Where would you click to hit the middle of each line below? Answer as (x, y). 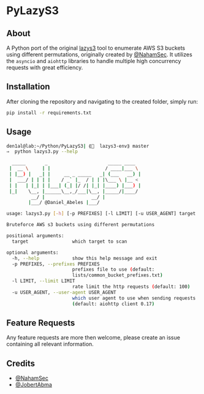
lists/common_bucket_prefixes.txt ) (118, 275)
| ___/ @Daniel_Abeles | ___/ (64, 203)
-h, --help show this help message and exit (85, 258)
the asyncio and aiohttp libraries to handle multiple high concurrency (94, 61)
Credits (21, 363)
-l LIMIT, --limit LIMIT (43, 281)
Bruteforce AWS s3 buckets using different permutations (81, 225)
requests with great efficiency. (45, 67)
